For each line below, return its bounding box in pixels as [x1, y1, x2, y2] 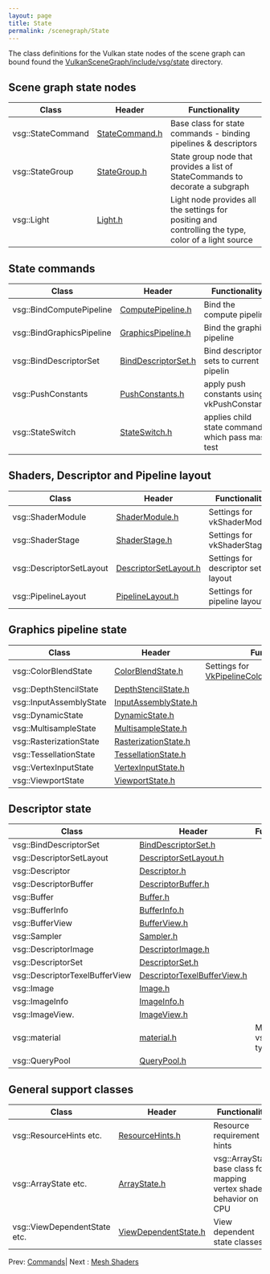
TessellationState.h [114, 749, 186, 760]
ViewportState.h [114, 774, 175, 786]
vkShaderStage [208, 539, 268, 550]
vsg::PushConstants [12, 389, 88, 399]
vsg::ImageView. [12, 1009, 75, 1020]
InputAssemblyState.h [114, 696, 198, 708]
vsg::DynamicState [12, 709, 84, 721]
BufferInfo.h [139, 904, 185, 916]
